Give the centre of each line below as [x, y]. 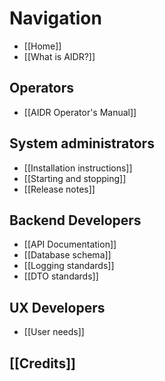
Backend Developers [75, 220]
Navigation [55, 18]
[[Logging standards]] [69, 266]
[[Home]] [42, 46]
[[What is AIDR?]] [59, 56]
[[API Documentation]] [70, 244]
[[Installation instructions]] [78, 168]
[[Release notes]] [59, 189]
